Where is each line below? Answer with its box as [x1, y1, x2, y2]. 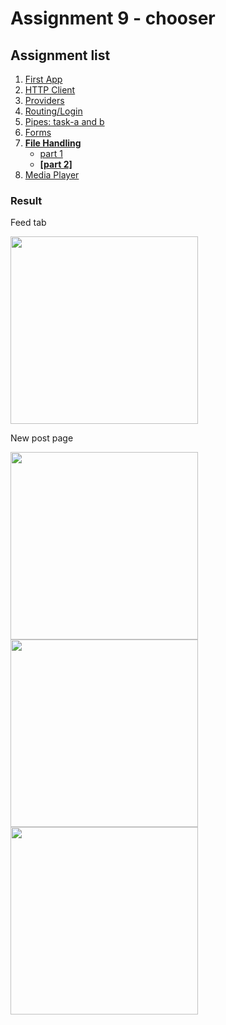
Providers [24, 95, 65, 106]
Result [10, 193, 43, 207]
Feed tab [10, 217, 47, 229]
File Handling [24, 137, 82, 149]
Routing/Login [24, 105, 83, 117]
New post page [10, 432, 74, 444]
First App [24, 73, 63, 85]
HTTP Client [24, 84, 76, 96]
